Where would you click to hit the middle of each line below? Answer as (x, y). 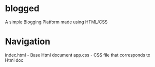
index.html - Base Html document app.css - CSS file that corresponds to (78, 55)
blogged (22, 8)
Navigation (28, 42)
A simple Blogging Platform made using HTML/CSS (57, 22)
